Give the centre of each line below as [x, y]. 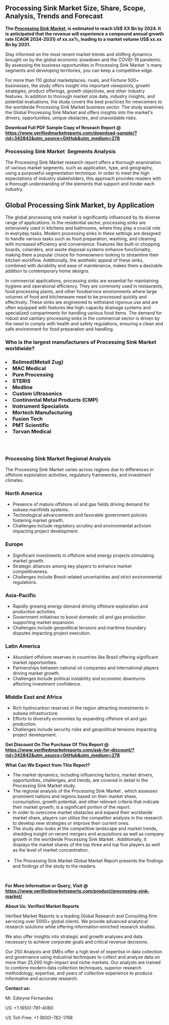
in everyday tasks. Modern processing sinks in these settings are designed [83, 233]
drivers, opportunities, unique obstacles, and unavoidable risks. [71, 118]
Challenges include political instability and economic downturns [79, 678]
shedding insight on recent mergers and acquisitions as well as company [88, 834]
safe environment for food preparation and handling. [60, 329]
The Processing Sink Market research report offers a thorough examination [83, 162]
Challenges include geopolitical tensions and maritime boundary [79, 627]
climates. [15, 480]
